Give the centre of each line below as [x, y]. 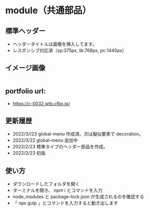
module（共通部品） [48, 10]
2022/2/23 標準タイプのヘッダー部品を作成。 [60, 147]
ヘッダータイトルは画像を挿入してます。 [55, 44]
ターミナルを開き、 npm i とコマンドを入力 [57, 190]
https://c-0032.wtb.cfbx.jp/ [41, 103]
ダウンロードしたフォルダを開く [46, 184]
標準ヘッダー [25, 31]
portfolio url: [25, 91]
